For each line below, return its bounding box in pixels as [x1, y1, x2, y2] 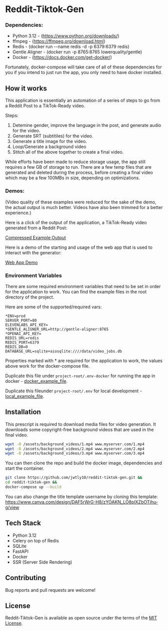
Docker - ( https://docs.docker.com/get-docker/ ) [12, 54, 112, 60]
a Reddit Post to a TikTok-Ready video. [5, 103, 85, 109]
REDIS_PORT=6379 [5, 340, 39, 345]
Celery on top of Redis [12, 537, 59, 543]
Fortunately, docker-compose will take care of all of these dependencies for [5, 64, 162, 70]
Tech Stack [5, 519, 41, 527]
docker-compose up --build [5, 484, 62, 489]
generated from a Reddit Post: [5, 225, 68, 231]
